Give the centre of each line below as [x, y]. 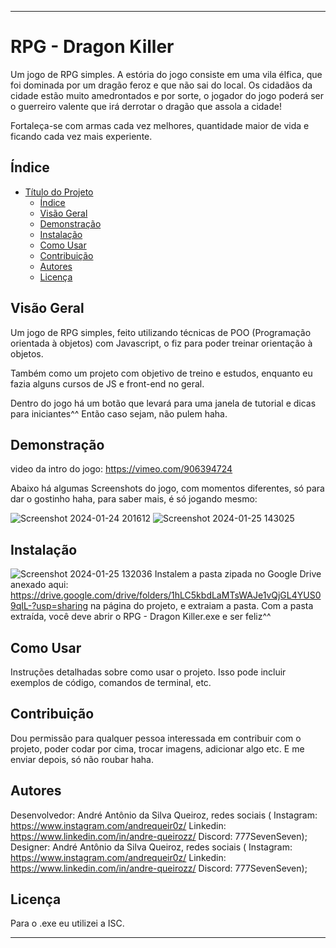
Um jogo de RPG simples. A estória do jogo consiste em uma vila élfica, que [166, 74]
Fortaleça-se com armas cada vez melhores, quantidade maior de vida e [160, 125]
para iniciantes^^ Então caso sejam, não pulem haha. [119, 413]
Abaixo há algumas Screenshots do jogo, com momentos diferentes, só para [167, 488]
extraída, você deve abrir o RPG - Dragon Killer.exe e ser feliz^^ [141, 617]
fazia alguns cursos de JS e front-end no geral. [107, 383]
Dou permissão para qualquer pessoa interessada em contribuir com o [156, 738]
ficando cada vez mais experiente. [81, 136]
